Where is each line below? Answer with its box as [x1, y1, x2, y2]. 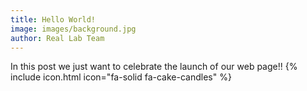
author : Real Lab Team [10, 33, 105, 43]
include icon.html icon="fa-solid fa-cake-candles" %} [10, 71, 232, 83]
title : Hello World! [10, 14, 97, 25]
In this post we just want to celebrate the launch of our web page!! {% [10, 61, 298, 73]
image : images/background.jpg [10, 24, 137, 34]
